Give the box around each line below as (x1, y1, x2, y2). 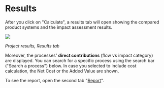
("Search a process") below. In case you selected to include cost (5, 63, 137, 68)
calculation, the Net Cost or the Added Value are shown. (5, 68, 119, 74)
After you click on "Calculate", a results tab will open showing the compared (5, 19, 160, 25)
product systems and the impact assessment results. (5, 24, 112, 30)
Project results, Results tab (5, 43, 60, 49)
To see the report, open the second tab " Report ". (5, 77, 104, 83)
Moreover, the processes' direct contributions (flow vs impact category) (5, 52, 154, 58)
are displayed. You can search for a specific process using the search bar (5, 57, 155, 64)
